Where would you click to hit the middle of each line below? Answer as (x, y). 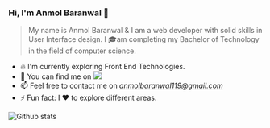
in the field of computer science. (82, 51)
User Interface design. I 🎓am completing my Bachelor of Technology (143, 39)
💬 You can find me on (56, 76)
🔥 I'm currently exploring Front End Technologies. (102, 67)
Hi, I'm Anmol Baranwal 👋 (58, 13)
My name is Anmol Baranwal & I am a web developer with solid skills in (145, 31)
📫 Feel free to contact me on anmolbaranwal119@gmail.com (121, 86)
